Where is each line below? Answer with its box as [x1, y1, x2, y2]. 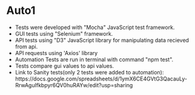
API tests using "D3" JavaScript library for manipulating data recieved [15, 36, 190, 44]
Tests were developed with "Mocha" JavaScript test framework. [15, 24, 175, 31]
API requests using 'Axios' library [15, 49, 98, 56]
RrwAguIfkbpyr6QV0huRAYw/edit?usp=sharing [15, 81, 133, 88]
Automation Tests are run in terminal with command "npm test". [15, 56, 174, 63]
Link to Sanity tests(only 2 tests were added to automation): [15, 68, 164, 76]
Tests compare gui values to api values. [15, 62, 114, 70]
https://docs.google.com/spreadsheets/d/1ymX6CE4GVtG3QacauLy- [15, 75, 188, 82]
